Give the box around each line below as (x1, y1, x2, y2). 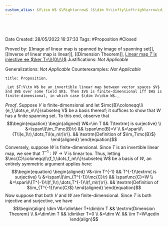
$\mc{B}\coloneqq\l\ (100, 102, 143, 108)
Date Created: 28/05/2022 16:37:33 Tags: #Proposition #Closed (5, 36, 137, 42)
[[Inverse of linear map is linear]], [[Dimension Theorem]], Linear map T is (5, 51, 157, 57)
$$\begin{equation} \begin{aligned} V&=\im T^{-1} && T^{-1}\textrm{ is (11, 168, 156, 175)
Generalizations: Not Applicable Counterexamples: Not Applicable (5, 66, 141, 72)
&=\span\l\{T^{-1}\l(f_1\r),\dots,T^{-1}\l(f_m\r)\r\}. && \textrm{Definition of (9, 179, 159, 185)
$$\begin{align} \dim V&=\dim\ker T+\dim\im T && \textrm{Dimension (13, 205, 155, 211)
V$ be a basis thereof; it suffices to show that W (61, 107, 161, 113)
